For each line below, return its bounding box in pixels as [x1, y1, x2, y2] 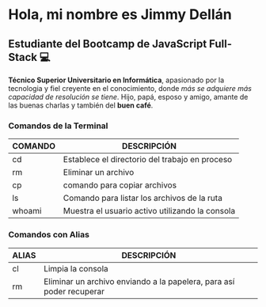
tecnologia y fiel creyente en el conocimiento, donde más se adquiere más [8, 84, 252, 93]
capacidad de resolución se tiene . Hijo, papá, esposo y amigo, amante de [8, 93, 249, 101]
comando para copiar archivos [63, 180, 177, 191]
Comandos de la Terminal [8, 120, 108, 131]
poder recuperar [43, 286, 105, 297]
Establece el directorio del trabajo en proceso [63, 154, 233, 165]
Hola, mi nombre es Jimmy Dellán [8, 6, 232, 24]
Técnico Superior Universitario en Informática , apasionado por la [8, 75, 225, 85]
